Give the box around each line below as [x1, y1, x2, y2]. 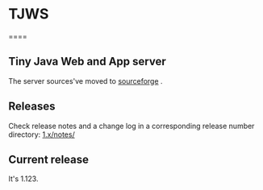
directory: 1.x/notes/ [8, 130, 75, 139]
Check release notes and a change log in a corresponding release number [8, 121, 255, 130]
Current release [8, 152, 90, 166]
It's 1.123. [8, 174, 39, 184]
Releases [8, 100, 56, 114]
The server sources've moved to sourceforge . [8, 76, 163, 85]
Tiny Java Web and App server [8, 55, 167, 68]
